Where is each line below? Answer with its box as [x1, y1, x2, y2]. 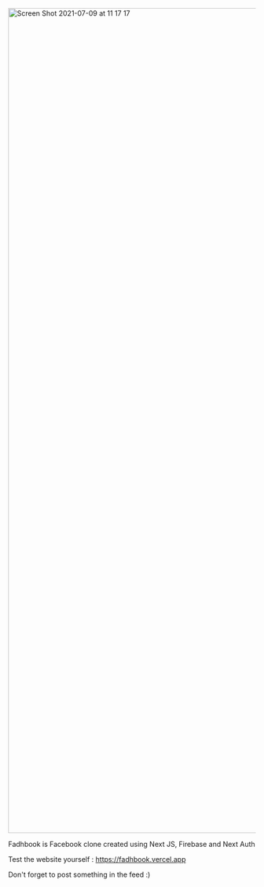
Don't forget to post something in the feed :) [8, 870, 151, 879]
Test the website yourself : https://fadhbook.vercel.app [8, 855, 186, 863]
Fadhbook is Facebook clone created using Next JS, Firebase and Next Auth [8, 840, 255, 849]
